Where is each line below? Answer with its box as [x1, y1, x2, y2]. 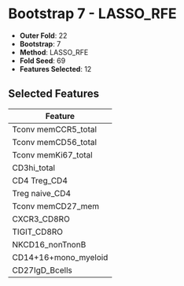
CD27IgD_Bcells [12, 265, 72, 276]
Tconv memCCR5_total [12, 124, 97, 135]
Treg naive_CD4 [12, 188, 72, 199]
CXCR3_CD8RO [12, 214, 71, 225]
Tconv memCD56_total [12, 136, 97, 147]
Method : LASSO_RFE [19, 47, 89, 57]
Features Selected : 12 [19, 64, 92, 73]
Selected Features [8, 87, 100, 101]
